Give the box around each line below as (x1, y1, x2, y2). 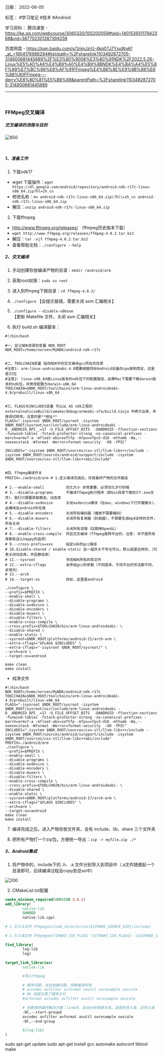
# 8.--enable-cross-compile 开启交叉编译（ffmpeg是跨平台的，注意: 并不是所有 (5, 531, 156, 536)
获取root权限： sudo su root (12, 277, 68, 283)
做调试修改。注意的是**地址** (5, 414, 57, 419)
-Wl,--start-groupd (22, 1010, 62, 1015)
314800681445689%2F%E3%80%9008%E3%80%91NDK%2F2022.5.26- (5, 56, 154, 62)
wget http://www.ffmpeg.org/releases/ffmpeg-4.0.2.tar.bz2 (12, 231, 134, 236)
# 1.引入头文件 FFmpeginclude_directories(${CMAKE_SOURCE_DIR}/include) (5, 924, 151, 929)
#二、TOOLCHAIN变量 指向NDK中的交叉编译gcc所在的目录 (5, 361, 103, 366)
